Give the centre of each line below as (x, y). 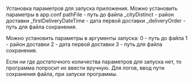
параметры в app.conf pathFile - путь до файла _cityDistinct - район (90, 15)
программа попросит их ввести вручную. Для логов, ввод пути (85, 68)
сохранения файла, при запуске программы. (62, 74)
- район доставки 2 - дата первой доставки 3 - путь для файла (84, 44)
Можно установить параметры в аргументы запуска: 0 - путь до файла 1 (97, 38)
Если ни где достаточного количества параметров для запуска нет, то (94, 62)
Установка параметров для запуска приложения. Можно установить (92, 8)
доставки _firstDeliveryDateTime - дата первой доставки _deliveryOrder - (96, 21)
